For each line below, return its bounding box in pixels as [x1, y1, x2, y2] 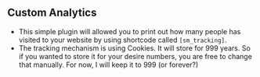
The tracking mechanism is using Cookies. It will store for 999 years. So [18, 43, 251, 53]
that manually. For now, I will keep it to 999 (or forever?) [18, 60, 199, 69]
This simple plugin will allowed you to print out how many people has [18, 26, 241, 36]
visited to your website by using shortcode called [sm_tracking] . [18, 35, 228, 44]
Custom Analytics [7, 6, 97, 19]
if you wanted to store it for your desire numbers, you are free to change [18, 51, 252, 61]
